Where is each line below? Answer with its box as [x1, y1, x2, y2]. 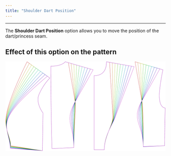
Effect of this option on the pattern [5, 48, 117, 56]
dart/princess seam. [5, 33, 47, 39]
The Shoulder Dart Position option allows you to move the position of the [5, 27, 159, 34]
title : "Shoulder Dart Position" [5, 8, 76, 13]
